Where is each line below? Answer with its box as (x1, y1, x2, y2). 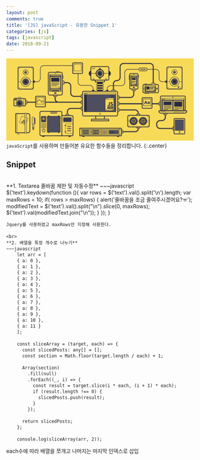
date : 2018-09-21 (6, 41, 49, 47)
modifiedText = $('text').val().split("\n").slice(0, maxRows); (6, 203, 150, 210)
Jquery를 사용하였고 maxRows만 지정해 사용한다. (6, 222, 112, 228)
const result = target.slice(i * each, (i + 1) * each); (32, 383, 177, 389)
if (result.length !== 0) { (32, 389, 102, 395)
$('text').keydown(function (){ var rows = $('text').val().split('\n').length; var (6, 189, 192, 196)
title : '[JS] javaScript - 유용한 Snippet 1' (6, 22, 117, 28)
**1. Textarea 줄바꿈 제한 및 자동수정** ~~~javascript (6, 182, 135, 190)
